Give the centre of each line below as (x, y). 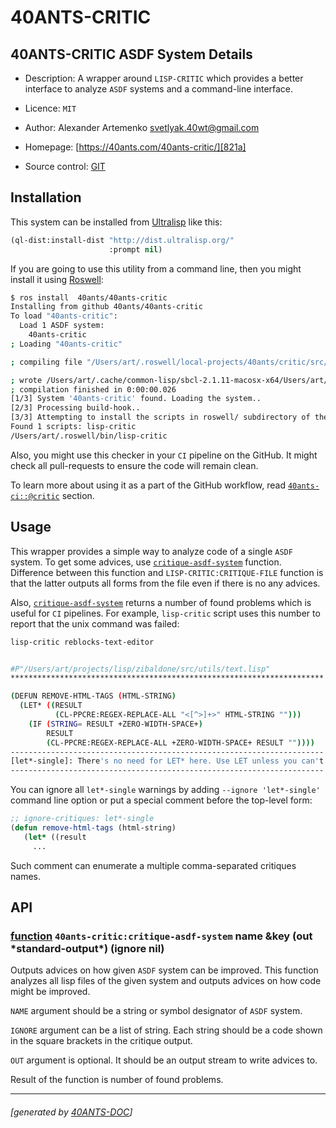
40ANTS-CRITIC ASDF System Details (131, 54)
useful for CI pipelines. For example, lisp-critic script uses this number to (165, 613)
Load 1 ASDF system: (62, 326)
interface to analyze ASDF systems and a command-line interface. (159, 89)
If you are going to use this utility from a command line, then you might (156, 268)
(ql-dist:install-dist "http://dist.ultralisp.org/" (122, 240)
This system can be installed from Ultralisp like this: (116, 222)
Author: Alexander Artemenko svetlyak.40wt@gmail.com (142, 127)
